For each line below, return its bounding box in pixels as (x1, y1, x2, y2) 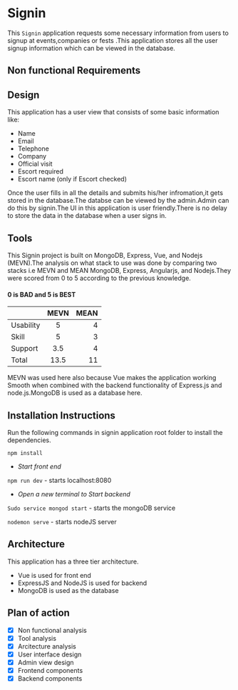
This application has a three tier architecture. (7, 557, 139, 566)
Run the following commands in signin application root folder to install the (7, 428, 223, 436)
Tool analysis (17, 634, 57, 642)
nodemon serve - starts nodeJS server (7, 517, 117, 526)
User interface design (17, 650, 82, 659)
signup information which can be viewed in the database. (7, 44, 176, 52)
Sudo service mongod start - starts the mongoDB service (7, 504, 176, 512)
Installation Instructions (7, 409, 116, 421)
